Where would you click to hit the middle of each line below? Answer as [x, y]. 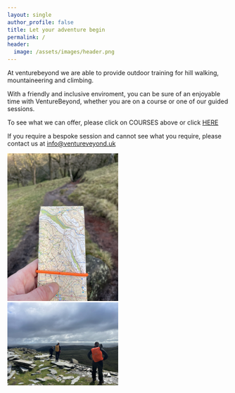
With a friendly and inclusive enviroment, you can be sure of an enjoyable [114, 94]
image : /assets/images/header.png [64, 52]
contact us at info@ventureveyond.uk [62, 143]
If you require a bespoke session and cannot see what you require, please [114, 136]
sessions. [21, 109]
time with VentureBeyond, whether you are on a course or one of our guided [118, 101]
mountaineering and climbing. [50, 80]
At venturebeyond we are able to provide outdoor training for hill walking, [113, 73]
